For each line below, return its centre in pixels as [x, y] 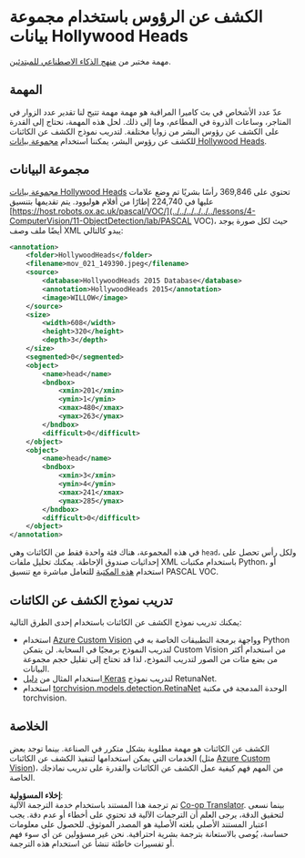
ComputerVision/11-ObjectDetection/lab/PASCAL [101, 220]
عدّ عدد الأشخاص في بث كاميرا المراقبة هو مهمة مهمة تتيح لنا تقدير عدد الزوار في [146, 112]
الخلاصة [29, 726]
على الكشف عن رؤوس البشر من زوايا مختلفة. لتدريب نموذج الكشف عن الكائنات [144, 131]
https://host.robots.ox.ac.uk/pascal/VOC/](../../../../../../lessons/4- [134, 210]
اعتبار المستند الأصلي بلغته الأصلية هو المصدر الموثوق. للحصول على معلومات [138, 824]
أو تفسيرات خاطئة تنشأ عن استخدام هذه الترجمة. [92, 843]
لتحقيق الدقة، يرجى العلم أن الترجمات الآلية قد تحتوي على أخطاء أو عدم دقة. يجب [147, 814]
